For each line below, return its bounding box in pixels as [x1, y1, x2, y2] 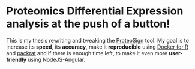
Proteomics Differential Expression [6, 4, 184, 18]
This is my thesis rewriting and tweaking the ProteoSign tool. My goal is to [6, 37, 189, 44]
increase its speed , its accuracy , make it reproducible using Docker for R [6, 43, 189, 50]
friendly [6, 56, 27, 63]
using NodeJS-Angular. [28, 56, 86, 63]
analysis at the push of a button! [6, 17, 170, 31]
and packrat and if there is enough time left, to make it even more [6, 49, 168, 56]
